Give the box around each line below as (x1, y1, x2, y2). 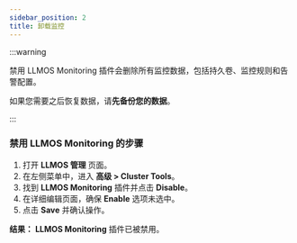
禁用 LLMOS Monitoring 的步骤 (9, 137, 144, 149)
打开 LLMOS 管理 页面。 (22, 159, 112, 170)
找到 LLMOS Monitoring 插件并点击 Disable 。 (22, 182, 193, 193)
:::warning (9, 46, 47, 57)
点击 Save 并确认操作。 (22, 204, 110, 215)
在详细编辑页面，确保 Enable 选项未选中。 (22, 193, 180, 203)
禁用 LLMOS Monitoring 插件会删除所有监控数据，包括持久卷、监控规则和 (9, 65, 281, 76)
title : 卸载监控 (9, 22, 65, 31)
